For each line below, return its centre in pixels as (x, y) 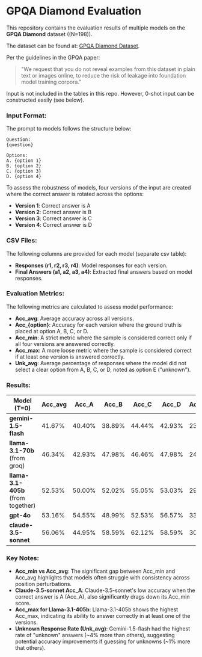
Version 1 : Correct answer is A (53, 206)
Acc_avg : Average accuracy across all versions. (74, 318)
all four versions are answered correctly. (65, 344)
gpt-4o (20, 516)
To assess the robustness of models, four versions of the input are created (99, 188)
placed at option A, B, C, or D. (52, 331)
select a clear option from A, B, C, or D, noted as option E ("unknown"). (103, 369)
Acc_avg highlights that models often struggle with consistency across (102, 578)
